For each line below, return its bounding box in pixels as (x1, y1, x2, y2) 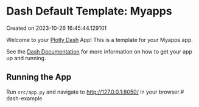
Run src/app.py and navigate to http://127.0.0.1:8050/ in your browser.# (6, 88, 184, 95)
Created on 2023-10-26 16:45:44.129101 (6, 24, 107, 32)
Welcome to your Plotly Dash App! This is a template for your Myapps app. (6, 36, 194, 43)
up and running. (6, 54, 46, 61)
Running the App (6, 72, 72, 83)
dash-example (6, 94, 43, 102)
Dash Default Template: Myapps (6, 4, 172, 18)
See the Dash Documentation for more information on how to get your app (6, 47, 193, 55)
